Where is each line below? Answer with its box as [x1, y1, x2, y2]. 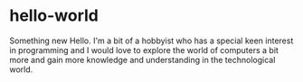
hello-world [9, 5, 99, 26]
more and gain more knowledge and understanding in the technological [9, 54, 276, 65]
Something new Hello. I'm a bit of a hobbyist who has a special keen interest [9, 35, 294, 46]
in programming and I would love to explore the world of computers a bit [9, 44, 279, 55]
